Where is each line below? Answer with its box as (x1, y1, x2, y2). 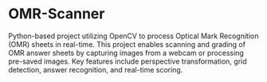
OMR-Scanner (8, 5, 105, 23)
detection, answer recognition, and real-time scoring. (8, 64, 183, 74)
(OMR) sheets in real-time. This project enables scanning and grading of (8, 39, 245, 49)
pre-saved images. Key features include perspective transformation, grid (8, 57, 247, 66)
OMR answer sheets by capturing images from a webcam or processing (8, 48, 245, 57)
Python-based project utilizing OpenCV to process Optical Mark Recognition (8, 31, 259, 41)
